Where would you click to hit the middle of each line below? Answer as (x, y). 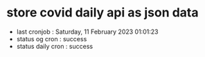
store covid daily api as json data (102, 13)
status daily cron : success (55, 46)
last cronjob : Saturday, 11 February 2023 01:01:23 (87, 32)
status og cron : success (52, 38)
